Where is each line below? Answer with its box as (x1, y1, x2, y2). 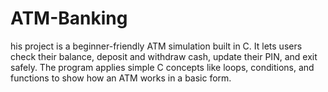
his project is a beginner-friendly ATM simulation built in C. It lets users (10, 40, 303, 52)
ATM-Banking (10, 7, 128, 30)
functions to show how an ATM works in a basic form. (10, 72, 232, 84)
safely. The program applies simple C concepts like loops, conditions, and (10, 61, 315, 73)
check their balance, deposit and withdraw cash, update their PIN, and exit (10, 50, 318, 62)
